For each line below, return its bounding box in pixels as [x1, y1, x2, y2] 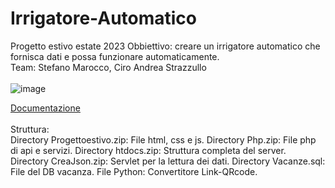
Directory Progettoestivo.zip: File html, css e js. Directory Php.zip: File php [10, 133, 317, 146]
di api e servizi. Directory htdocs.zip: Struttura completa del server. [10, 144, 287, 156]
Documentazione [10, 102, 81, 114]
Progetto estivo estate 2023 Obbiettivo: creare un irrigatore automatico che [10, 40, 321, 52]
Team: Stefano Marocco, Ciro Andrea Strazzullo [10, 61, 207, 73]
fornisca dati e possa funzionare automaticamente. [10, 50, 220, 62]
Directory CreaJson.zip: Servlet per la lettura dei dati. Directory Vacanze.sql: [10, 155, 326, 167]
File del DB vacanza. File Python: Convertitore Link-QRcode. [10, 165, 258, 177]
